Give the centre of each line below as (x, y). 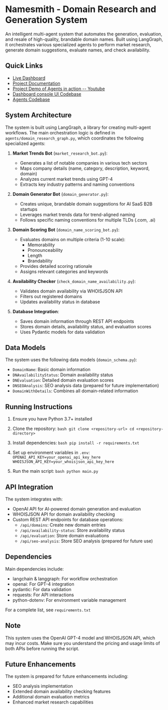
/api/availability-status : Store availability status (72, 530)
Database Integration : (36, 311)
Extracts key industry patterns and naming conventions (77, 184)
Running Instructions (39, 407)
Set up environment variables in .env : (51, 453)
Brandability (40, 261)
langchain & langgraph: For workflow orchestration (65, 579)
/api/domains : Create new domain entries (63, 525)
